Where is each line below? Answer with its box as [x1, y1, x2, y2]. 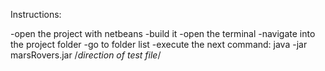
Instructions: [10, 9, 62, 20]
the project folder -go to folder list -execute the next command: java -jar [10, 39, 308, 50]
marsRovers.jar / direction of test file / [10, 49, 162, 61]
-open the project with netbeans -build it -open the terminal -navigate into [10, 28, 316, 39]
